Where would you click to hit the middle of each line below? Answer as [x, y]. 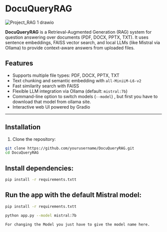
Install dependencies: [39, 168]
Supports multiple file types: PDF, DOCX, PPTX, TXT [66, 75]
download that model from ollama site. [51, 102]
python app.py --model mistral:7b [41, 215]
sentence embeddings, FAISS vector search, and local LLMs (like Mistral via [83, 42]
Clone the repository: [34, 139]
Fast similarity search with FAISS [46, 86]
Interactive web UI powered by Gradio [51, 107]
